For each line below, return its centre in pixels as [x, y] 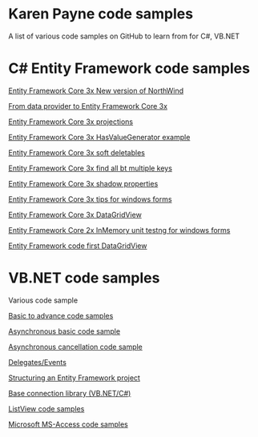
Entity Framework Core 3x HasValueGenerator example [99, 137]
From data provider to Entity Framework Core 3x [88, 106]
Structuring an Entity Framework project [74, 378]
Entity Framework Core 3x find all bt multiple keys [90, 168]
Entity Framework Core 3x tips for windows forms [90, 199]
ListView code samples [46, 408]
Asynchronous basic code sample [64, 331]
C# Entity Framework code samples [129, 68]
